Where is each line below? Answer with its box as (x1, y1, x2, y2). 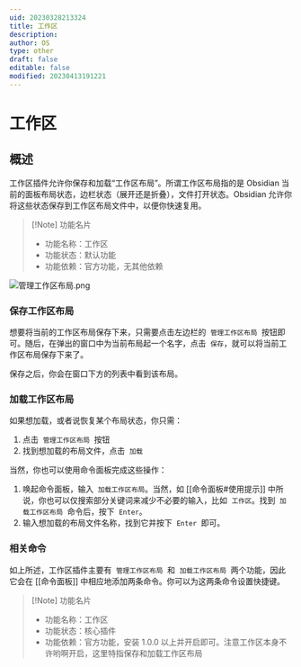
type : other (9, 47, 54, 56)
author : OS (9, 38, 50, 48)
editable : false (9, 64, 70, 73)
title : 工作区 (9, 22, 58, 31)
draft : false (9, 55, 58, 64)
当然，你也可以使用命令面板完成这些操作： (9, 464, 167, 475)
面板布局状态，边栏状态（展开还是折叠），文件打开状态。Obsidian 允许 (24, 188, 285, 199)
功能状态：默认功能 (44, 249, 117, 260)
